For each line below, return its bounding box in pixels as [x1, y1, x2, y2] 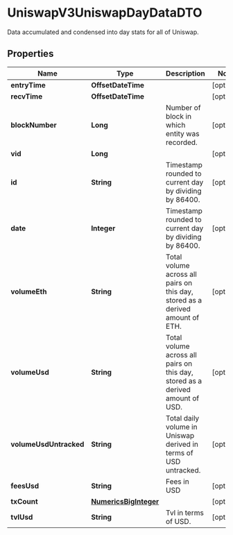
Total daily [165, 413, 200, 423]
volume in [165, 422, 198, 432]
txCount [10, 496, 38, 506]
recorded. [165, 137, 198, 147]
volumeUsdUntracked [10, 439, 85, 449]
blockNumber [10, 120, 57, 130]
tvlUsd [10, 512, 33, 522]
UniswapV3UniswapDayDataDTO [7, 5, 202, 21]
